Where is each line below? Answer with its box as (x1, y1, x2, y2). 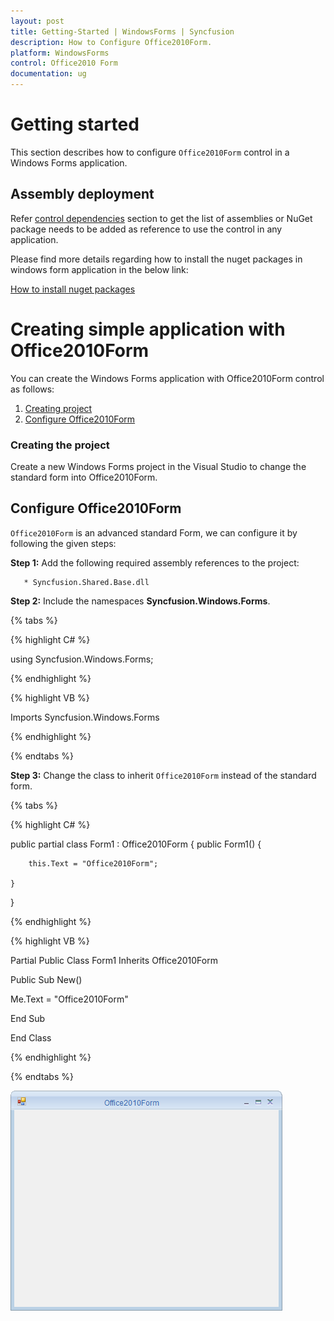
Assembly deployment (10, 186, 155, 203)
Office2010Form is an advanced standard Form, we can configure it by (10, 526, 298, 539)
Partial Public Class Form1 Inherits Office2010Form (10, 954, 218, 966)
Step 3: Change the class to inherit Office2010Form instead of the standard (10, 769, 317, 781)
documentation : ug (10, 69, 87, 79)
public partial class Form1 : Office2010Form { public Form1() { (10, 838, 262, 850)
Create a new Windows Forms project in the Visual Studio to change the (10, 460, 307, 472)
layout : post (10, 16, 65, 26)
